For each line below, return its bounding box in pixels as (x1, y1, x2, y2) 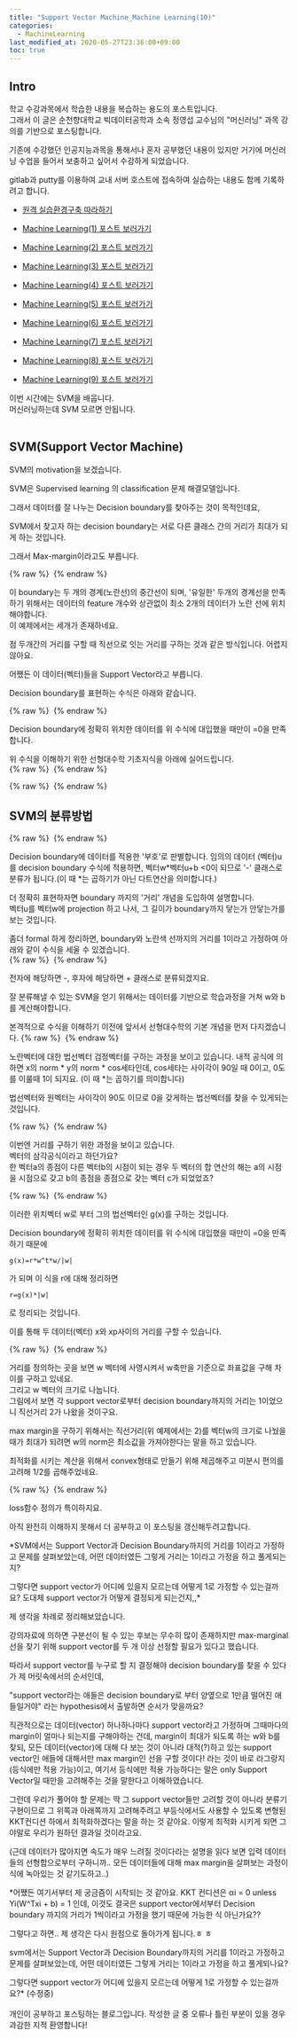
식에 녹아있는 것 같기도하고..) (9, 1868, 109, 1878)
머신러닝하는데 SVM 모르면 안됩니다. (9, 404, 136, 414)
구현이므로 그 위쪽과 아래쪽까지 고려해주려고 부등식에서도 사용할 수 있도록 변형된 (9, 1805, 286, 1815)
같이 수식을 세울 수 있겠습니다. (25, 944, 130, 954)
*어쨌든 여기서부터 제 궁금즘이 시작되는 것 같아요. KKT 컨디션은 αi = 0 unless (9, 1886, 277, 1898)
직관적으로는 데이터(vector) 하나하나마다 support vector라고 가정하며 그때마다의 (9, 1720, 289, 1730)
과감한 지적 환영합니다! (9, 2019, 88, 2030)
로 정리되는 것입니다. (9, 1307, 81, 1318)
